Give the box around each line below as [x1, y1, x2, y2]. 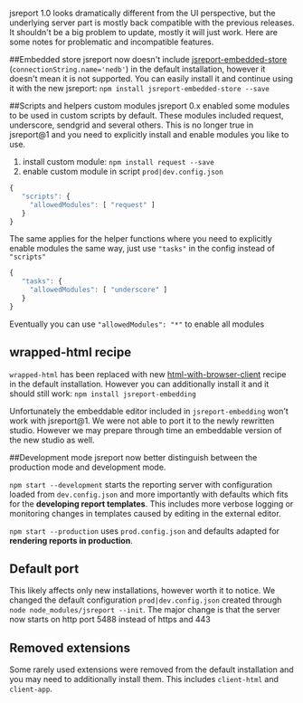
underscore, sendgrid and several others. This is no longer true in [9, 119, 254, 130]
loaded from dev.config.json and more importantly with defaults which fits [9, 489, 289, 499]
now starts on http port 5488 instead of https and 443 [9, 614, 211, 625]
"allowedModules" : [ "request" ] [29, 200, 156, 209]
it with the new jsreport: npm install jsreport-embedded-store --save [9, 83, 270, 93]
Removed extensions [9, 640, 131, 655]
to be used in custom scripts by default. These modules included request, [9, 110, 284, 120]
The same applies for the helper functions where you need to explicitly [9, 233, 273, 244]
